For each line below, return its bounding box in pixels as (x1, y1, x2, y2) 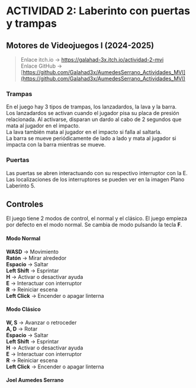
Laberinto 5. (6, 182, 36, 189)
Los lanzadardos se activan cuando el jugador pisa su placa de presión (6, 110, 179, 117)
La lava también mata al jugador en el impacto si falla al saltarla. (6, 129, 162, 136)
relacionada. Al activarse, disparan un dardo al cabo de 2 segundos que (6, 116, 182, 123)
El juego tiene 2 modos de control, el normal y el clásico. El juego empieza (6, 215, 188, 222)
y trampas (6, 17, 57, 30)
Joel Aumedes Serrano (6, 377, 64, 384)
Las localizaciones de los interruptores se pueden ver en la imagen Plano (6, 176, 185, 183)
